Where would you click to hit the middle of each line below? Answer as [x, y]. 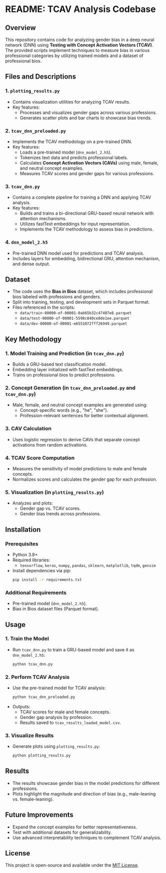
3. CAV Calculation [28, 429]
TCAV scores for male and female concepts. [65, 712]
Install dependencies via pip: [42, 570]
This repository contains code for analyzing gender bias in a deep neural [80, 40]
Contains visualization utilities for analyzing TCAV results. [71, 102]
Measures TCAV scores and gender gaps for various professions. [87, 173]
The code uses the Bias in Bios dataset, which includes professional [83, 292]
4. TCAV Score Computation [40, 458]
